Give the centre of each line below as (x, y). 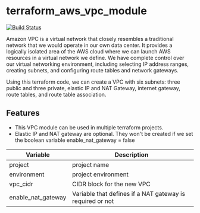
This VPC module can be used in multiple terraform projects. (89, 127)
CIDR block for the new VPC (111, 184)
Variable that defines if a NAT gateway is (129, 193)
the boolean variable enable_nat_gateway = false (75, 140)
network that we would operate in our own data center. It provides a (89, 45)
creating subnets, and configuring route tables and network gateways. (92, 70)
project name (91, 164)
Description (132, 154)
